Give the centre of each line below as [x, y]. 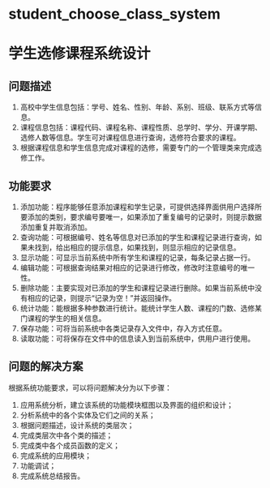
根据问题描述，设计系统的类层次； [77, 425]
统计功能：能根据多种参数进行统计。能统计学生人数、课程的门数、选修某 [141, 308]
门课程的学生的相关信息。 [63, 318]
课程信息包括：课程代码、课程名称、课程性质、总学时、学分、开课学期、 [141, 127]
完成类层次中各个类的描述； [66, 435]
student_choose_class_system [115, 14]
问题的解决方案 [46, 367]
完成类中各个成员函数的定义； [70, 445]
